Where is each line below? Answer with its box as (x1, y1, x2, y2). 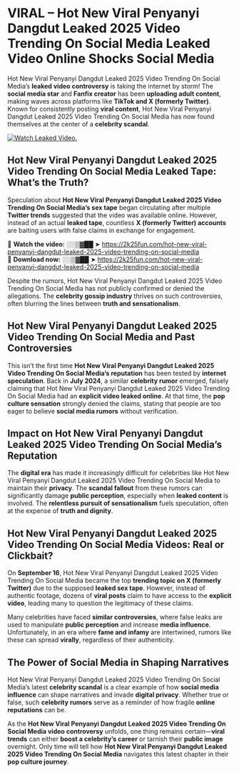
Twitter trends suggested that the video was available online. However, (7, 211, 218, 219)
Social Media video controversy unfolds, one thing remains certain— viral (7, 727, 225, 735)
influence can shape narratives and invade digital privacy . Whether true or (7, 691, 230, 699)
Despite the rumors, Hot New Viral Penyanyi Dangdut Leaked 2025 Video (7, 276, 223, 285)
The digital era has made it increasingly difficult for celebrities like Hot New (7, 469, 230, 477)
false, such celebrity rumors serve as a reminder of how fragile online (7, 698, 215, 707)
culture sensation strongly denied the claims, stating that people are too (7, 399, 221, 408)
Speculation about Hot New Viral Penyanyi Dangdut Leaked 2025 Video (7, 195, 222, 204)
